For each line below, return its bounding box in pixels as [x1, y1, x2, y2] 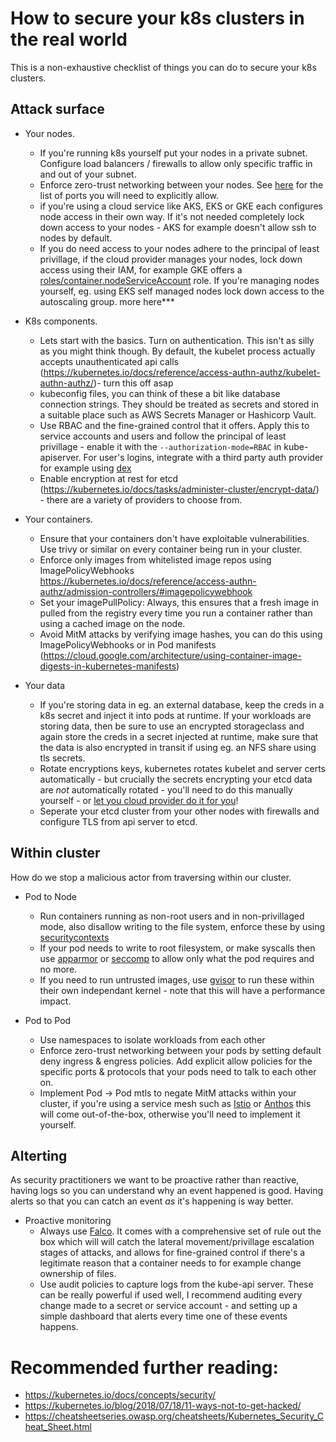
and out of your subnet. [39, 168, 137, 180]
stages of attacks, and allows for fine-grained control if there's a [39, 1247, 306, 1259]
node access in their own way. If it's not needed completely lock [39, 210, 305, 222]
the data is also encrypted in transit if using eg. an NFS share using [39, 741, 317, 753]
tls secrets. [39, 752, 86, 764]
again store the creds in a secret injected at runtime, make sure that [39, 730, 319, 742]
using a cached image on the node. [39, 617, 186, 629]
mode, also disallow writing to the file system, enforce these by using [39, 920, 326, 932]
